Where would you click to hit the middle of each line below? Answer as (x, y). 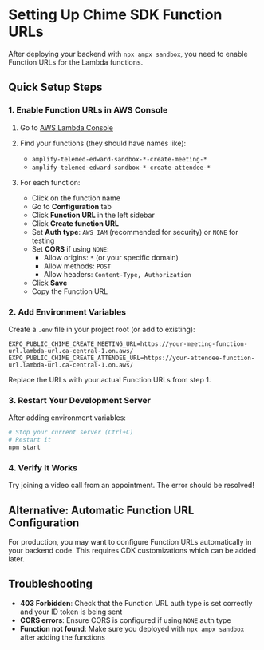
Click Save (49, 283)
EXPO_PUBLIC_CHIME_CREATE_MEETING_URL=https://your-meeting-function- (128, 344)
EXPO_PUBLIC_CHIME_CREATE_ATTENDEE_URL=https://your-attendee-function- (132, 358)
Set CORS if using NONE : (70, 248)
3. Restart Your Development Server (80, 400)
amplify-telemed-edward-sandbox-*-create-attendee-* (121, 168)
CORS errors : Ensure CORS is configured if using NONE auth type (125, 620)
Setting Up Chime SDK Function (115, 15)
